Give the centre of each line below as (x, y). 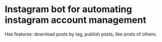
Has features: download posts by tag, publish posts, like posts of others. (81, 34)
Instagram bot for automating (68, 9)
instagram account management (76, 20)
